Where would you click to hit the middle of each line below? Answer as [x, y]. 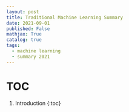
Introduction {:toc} [38, 103]
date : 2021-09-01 [28, 23]
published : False [28, 29]
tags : [13, 46]
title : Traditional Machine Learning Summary [64, 17]
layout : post [23, 12]
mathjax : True [24, 34]
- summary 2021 [31, 57]
